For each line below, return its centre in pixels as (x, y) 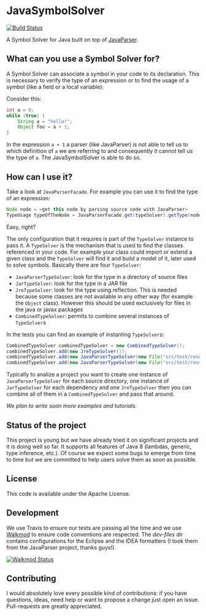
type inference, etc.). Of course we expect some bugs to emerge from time (101, 453)
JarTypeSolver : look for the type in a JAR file (71, 283)
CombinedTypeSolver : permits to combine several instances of (92, 316)
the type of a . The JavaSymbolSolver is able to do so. (74, 158)
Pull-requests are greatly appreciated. (54, 606)
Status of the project (47, 425)
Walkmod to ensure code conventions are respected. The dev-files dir (95, 534)
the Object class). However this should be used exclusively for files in (103, 303)
